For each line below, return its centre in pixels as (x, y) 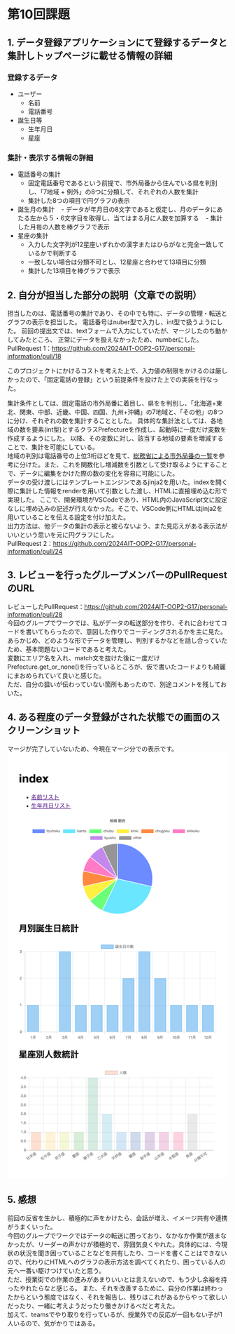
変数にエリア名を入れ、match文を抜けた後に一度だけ (84, 658)
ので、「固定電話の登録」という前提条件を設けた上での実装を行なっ (122, 379)
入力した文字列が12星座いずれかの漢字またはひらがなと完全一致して (126, 245)
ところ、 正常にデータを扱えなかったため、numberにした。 (117, 339)
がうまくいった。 (32, 1227)
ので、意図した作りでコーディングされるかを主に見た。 (147, 632)
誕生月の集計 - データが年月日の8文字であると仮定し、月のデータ (114, 209)
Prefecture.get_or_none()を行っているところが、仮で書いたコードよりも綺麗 (116, 667)
